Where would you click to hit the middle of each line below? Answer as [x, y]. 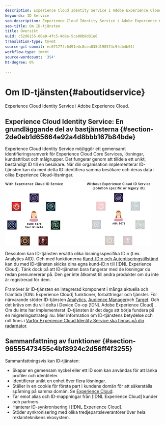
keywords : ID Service [27, 15]
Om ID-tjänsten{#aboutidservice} [75, 92]
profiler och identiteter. [35, 375]
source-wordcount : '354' [30, 57]
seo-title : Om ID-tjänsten [33, 26]
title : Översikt [22, 31]
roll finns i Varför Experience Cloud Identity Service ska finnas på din [75, 320]
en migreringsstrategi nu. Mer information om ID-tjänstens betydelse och [79, 315]
